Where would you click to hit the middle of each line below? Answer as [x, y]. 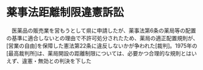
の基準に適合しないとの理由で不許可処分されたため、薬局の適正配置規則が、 [102, 38]
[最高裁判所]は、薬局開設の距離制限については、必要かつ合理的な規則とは [99, 53]
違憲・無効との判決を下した [57, 61]
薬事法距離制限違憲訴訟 [65, 12]
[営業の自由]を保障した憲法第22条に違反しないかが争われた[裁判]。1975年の [102, 46]
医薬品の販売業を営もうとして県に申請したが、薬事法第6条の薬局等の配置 [104, 30]
